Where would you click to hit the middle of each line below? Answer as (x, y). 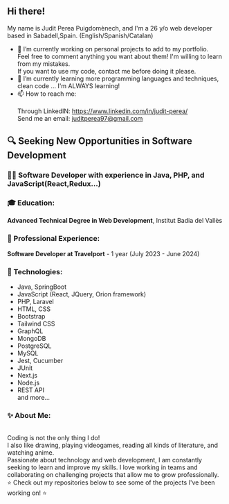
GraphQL (30, 331)
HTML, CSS (34, 309)
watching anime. (31, 453)
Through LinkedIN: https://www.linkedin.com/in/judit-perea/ (102, 111)
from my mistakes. (44, 64)
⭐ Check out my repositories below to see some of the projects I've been (111, 482)
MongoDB (31, 339)
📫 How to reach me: (47, 94)
